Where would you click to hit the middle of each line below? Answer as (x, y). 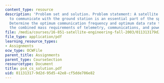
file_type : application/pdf (34, 37)
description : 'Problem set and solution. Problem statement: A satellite (82, 14)
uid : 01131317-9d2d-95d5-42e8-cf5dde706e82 (50, 73)
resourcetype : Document (29, 64)
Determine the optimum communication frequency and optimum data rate (83, 23)
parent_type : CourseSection (34, 60)
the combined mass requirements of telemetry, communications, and (80, 28)
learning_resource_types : (31, 41)
